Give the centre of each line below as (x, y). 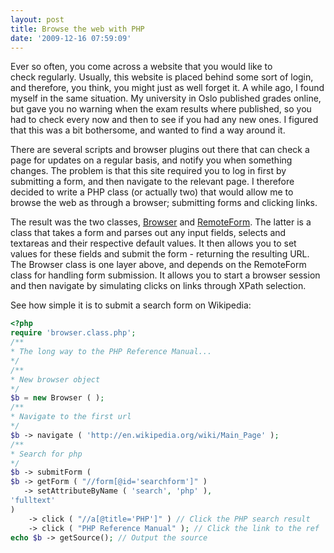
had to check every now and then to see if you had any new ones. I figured (164, 120)
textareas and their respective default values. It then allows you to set (153, 243)
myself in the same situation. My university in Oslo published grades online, (166, 98)
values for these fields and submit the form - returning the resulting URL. (160, 254)
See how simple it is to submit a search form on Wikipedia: (131, 305)
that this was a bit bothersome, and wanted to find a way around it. (148, 130)
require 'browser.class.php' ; (73, 333)
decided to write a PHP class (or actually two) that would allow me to (152, 192)
